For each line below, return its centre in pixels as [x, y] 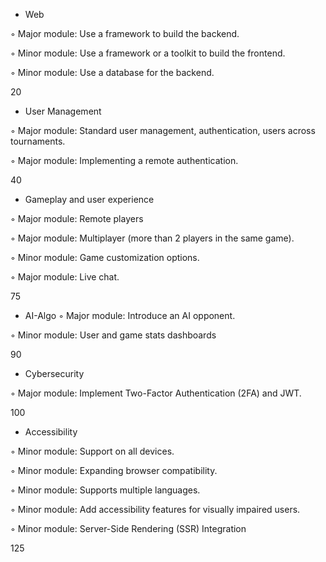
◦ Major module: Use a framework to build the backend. [125, 33]
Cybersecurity [54, 373]
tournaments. [38, 141]
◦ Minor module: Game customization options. [105, 257]
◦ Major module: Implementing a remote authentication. [124, 160]
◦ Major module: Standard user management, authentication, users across [163, 130]
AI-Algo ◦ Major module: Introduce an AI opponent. [130, 315]
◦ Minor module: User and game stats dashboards [113, 335]
